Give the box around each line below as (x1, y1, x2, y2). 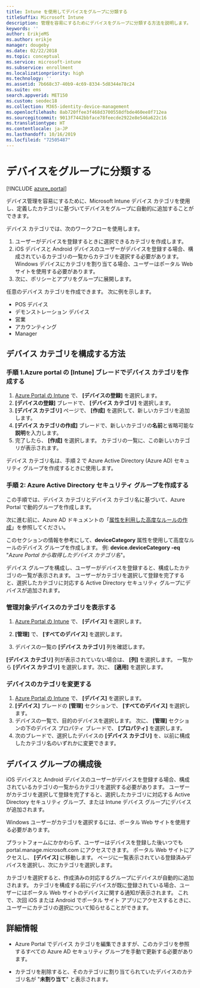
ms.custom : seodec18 (6, 98, 58, 104)
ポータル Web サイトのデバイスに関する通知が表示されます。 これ (26, 889, 189, 896)
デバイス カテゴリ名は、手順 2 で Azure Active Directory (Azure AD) (6, 457, 173, 465)
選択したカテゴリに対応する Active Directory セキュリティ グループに (16, 579, 186, 586)
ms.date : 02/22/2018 (6, 48, 58, 54)
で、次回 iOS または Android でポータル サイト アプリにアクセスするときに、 (6, 897, 194, 904)
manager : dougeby (6, 43, 50, 49)
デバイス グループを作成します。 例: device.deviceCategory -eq (21, 544, 180, 551)
